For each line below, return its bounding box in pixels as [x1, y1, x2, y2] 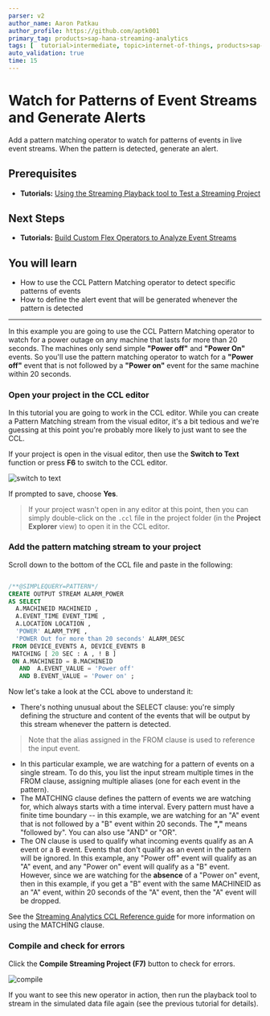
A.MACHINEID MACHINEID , [15, 605, 99, 613]
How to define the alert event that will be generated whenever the [19, 295, 238, 304]
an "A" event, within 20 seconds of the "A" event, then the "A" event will [19, 887, 257, 898]
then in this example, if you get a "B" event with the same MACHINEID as [19, 879, 261, 889]
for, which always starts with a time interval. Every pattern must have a [19, 802, 255, 812]
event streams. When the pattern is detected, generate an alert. [8, 143, 219, 153]
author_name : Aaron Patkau [8, 19, 99, 27]
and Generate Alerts [8, 109, 146, 127]
